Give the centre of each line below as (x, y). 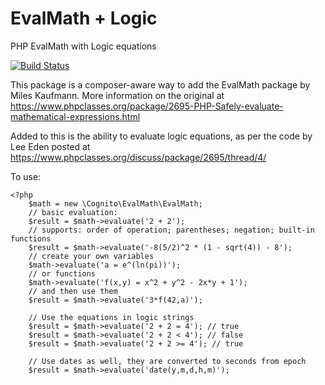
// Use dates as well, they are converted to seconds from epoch (167, 361)
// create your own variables (91, 256)
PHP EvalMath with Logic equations (83, 46)
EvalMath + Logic (84, 18)
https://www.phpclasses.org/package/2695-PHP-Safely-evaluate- (147, 106)
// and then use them (73, 291)
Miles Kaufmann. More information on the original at (117, 95)
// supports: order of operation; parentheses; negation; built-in (171, 230)
